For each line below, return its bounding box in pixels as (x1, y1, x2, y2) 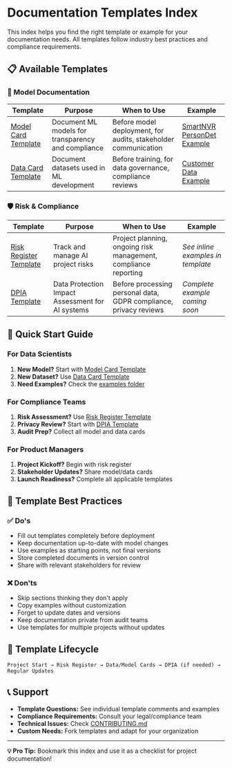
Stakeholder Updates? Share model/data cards (17, 468, 153, 476)
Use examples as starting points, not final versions (17, 546, 161, 554)
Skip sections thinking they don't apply (17, 594, 128, 602)
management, (113, 250, 157, 260)
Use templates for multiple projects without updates (17, 624, 165, 632)
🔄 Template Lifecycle (7, 643, 99, 655)
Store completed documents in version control (17, 553, 150, 561)
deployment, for (112, 126, 164, 135)
